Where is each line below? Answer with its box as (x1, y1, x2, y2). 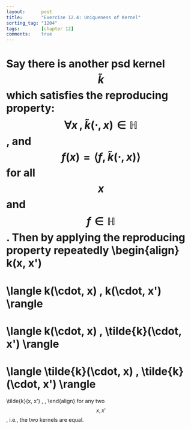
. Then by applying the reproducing (6, 231, 186, 244)
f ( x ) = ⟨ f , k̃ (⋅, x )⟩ (61, 150, 141, 164)
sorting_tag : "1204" (6, 20, 58, 26)
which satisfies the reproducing (6, 88, 169, 102)
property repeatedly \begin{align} (6, 244, 180, 258)
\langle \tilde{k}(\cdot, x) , (6, 365, 139, 378)
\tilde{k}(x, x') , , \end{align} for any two (6, 397, 105, 404)
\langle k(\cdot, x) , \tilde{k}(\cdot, (6, 324, 182, 338)
